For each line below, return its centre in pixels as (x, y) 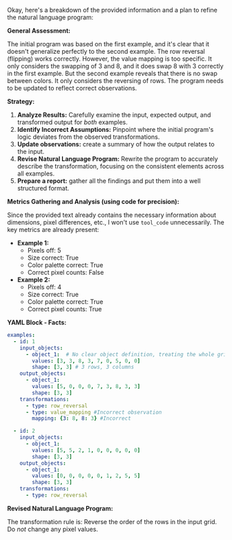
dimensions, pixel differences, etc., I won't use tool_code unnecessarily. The (116, 222)
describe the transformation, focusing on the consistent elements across (120, 166)
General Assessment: (39, 31)
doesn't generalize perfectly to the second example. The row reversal (106, 51)
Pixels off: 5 (44, 250)
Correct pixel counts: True (65, 309)
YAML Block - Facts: (37, 322)
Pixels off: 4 (45, 287)
